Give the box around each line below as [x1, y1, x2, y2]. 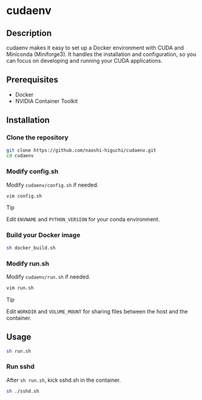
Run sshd [6, 362, 35, 371]
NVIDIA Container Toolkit [15, 97, 78, 104]
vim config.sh [6, 193, 43, 199]
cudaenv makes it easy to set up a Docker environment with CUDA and [6, 44, 184, 51]
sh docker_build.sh [6, 245, 56, 251]
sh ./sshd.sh [6, 388, 40, 394]
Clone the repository [6, 134, 69, 142]
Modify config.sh [6, 167, 59, 176]
